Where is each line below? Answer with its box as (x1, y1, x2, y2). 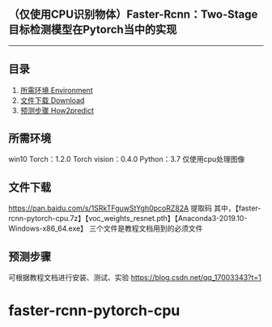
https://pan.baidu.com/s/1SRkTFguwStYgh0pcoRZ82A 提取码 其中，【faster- (8, 203, 261, 213)
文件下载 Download (19, 96, 85, 105)
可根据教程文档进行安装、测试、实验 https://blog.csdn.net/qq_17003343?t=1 (8, 273, 261, 282)
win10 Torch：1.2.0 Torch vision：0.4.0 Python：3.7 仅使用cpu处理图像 (8, 155, 245, 164)
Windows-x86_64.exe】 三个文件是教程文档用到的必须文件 (8, 223, 203, 233)
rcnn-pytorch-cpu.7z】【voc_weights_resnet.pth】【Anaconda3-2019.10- (8, 214, 248, 223)
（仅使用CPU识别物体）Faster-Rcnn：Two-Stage (8, 7, 258, 22)
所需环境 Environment (19, 85, 93, 95)
